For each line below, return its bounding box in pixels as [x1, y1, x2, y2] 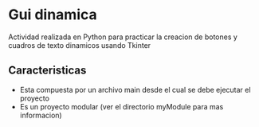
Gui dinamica [8, 6, 97, 24]
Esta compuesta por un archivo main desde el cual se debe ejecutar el [19, 85, 251, 94]
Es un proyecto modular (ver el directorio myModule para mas [19, 101, 224, 111]
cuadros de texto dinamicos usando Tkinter [8, 40, 151, 50]
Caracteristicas [8, 64, 87, 77]
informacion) [19, 110, 62, 120]
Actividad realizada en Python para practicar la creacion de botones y [8, 32, 237, 42]
